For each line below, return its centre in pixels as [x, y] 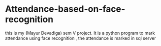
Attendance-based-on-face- [65, 9]
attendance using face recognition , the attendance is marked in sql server [80, 38]
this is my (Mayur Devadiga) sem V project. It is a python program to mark [80, 33]
